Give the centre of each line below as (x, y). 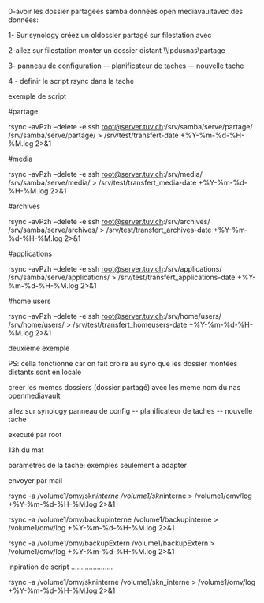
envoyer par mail (35, 480)
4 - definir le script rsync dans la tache (71, 81)
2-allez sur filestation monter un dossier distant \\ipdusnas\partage (117, 50)
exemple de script (37, 96)
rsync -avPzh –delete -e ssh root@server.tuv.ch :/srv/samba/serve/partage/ (131, 127)
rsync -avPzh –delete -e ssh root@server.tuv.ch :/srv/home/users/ (115, 316)
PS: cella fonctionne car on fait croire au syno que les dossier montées (123, 363)
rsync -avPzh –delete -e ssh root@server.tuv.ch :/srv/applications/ (115, 269)
